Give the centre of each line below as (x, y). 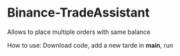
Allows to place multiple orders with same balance (79, 32)
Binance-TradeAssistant (79, 13)
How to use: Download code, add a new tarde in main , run (90, 45)
